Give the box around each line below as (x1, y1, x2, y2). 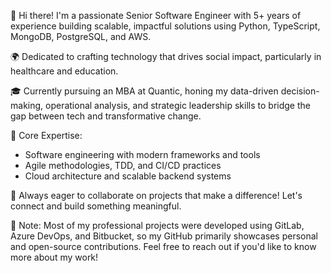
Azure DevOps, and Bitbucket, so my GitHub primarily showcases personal (10, 230, 318, 242)
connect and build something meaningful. (10, 200, 182, 212)
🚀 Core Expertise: (10, 130, 83, 141)
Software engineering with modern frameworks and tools (24, 149, 261, 160)
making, (10, 100, 44, 111)
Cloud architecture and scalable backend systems (24, 170, 232, 182)
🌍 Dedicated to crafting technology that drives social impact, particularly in (10, 51, 322, 62)
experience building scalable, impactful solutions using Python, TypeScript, (10, 20, 321, 32)
